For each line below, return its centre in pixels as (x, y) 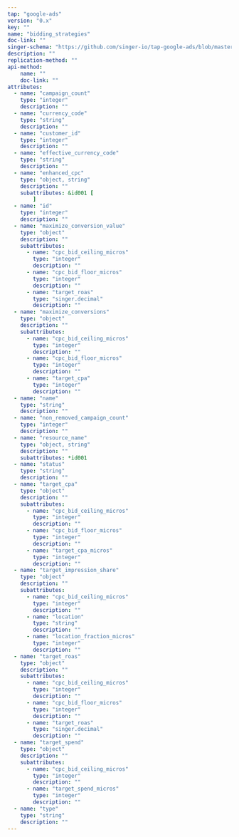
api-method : (25, 67)
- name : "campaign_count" (52, 93)
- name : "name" (36, 398)
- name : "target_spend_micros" (73, 789)
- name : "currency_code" (51, 113)
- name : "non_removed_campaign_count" (71, 418)
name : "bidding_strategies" (49, 34)
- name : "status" (39, 464)
